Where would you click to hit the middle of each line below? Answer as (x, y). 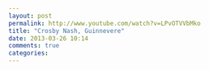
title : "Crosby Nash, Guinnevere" (67, 31)
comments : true (34, 46)
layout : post (30, 16)
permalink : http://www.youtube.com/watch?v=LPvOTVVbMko (104, 23)
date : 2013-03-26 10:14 (49, 38)
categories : (28, 53)
